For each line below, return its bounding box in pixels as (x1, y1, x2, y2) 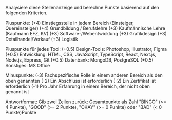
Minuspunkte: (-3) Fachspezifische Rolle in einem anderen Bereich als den (5, 72, 163, 78)
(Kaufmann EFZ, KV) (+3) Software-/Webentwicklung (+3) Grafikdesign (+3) (5, 31, 167, 36)
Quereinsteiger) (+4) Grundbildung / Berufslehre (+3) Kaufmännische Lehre (5, 25, 165, 31)
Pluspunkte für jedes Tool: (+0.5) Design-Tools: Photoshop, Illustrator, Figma (5, 46, 167, 52)
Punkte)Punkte (5, 110, 37, 115)
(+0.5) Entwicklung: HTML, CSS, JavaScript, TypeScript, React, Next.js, (5, 51, 157, 57)
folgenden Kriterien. (5, 10, 48, 16)
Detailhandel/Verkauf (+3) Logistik (5, 36, 78, 42)
